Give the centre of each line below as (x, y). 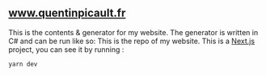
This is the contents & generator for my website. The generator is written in (133, 32)
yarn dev (23, 64)
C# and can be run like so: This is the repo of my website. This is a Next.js (132, 41)
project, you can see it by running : (66, 49)
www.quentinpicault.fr (67, 13)
